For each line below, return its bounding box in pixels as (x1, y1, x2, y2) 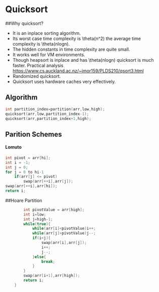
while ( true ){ (23, 221, 51, 226)
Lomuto (5, 144, 22, 150)
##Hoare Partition (5, 197, 42, 203)
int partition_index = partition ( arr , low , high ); (5, 106, 105, 112)
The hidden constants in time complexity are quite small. (12, 46, 130, 52)
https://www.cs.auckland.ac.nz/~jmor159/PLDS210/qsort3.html (12, 67, 144, 74)
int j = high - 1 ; (23, 217, 53, 222)
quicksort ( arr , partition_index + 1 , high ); (5, 116, 92, 121)
